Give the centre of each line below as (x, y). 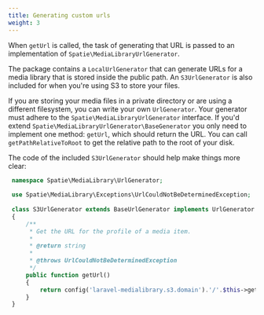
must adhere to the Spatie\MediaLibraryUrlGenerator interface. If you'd (124, 117)
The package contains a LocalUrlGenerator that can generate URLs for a (126, 68)
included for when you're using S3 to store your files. (94, 85)
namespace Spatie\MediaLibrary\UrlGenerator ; (87, 180)
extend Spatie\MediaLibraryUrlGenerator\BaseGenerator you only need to (128, 126)
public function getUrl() (68, 275)
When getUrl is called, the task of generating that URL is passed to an (121, 45)
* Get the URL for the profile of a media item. (110, 231)
